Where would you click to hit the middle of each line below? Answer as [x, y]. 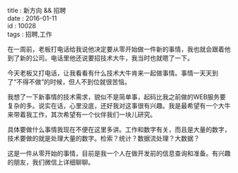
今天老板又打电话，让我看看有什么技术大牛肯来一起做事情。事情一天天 [110, 73]
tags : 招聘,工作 [30, 34]
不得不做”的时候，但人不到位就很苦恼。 [74, 82]
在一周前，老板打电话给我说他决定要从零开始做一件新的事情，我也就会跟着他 [119, 49]
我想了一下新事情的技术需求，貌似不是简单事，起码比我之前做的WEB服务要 [117, 97]
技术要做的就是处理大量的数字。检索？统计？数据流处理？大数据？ [103, 138]
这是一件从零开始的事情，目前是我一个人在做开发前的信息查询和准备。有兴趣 [119, 153]
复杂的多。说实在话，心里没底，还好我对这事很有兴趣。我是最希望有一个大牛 [119, 106]
